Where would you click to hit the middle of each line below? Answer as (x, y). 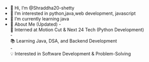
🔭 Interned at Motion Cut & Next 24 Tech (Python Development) (77, 30)
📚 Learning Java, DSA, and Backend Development (64, 41)
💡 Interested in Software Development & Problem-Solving (70, 54)
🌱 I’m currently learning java (40, 19)
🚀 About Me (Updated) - (35, 24)
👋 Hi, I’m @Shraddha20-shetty (42, 8)
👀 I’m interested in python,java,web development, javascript (73, 13)
